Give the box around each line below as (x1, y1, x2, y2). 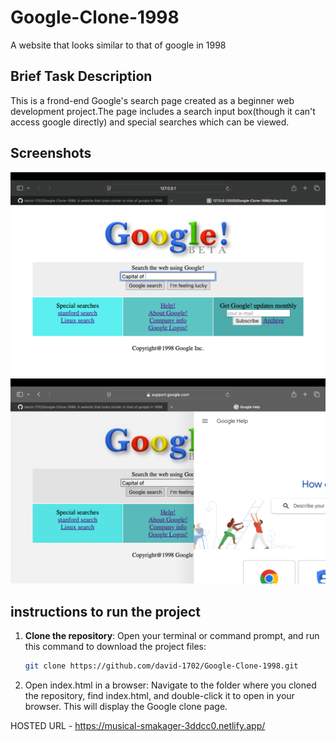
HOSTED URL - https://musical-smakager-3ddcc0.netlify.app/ (10, 719, 266, 731)
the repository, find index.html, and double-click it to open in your (24, 689, 295, 701)
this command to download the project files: (24, 640, 207, 652)
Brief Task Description (10, 68, 153, 85)
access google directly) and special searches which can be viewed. (10, 116, 290, 128)
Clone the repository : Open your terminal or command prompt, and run (24, 629, 320, 641)
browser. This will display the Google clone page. (24, 700, 228, 712)
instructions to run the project (10, 603, 201, 620)
